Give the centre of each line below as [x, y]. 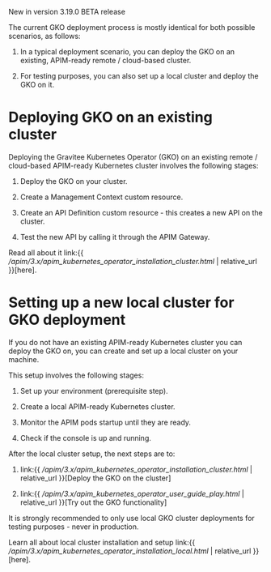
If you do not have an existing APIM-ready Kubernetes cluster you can [125, 342]
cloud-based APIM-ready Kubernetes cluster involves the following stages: [133, 165]
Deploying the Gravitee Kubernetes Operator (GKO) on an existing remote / [133, 156]
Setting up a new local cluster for [121, 303]
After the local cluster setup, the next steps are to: [92, 454]
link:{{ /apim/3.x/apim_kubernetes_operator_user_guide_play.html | [132, 493]
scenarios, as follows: [44, 36]
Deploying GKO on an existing [110, 117]
